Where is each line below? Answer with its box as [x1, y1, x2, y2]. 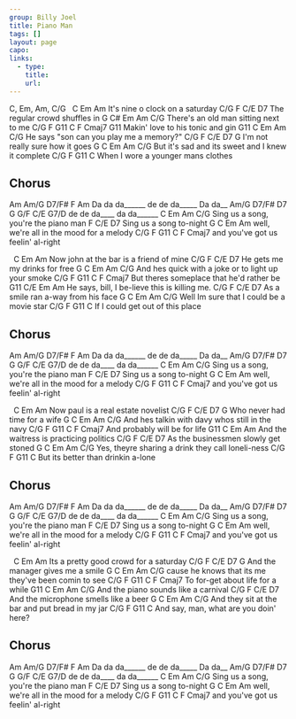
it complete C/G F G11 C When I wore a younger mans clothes [9, 150, 233, 160]
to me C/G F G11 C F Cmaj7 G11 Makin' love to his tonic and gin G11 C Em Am [9, 121, 287, 133]
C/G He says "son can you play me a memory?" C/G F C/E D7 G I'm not [9, 131, 269, 142]
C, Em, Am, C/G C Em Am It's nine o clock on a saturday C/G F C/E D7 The [9, 103, 285, 113]
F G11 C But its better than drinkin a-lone [9, 452, 156, 463]
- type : [17, 63, 46, 72]
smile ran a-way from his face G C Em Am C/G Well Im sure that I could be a [9, 291, 285, 302]
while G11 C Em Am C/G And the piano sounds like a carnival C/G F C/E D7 [9, 584, 280, 595]
